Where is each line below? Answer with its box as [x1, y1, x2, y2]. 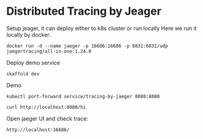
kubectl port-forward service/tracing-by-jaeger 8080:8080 [6, 93, 160, 99]
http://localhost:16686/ [6, 127, 70, 133]
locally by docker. [6, 31, 51, 38]
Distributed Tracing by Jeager [6, 4, 162, 18]
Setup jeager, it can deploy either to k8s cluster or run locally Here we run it [6, 24, 197, 32]
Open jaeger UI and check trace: [6, 115, 89, 122]
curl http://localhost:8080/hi [6, 104, 86, 110]
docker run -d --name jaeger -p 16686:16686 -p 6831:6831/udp [6, 43, 168, 49]
